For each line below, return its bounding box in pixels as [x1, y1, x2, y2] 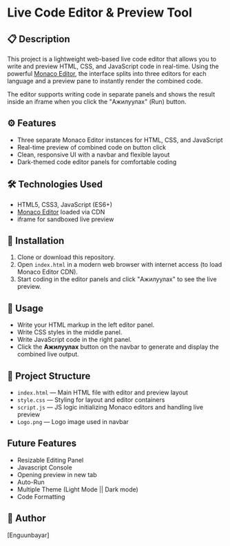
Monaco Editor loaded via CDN [17, 208, 105, 216]
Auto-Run [17, 478, 45, 486]
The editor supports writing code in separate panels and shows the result [7, 90, 216, 98]
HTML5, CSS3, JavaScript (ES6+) [17, 200, 112, 208]
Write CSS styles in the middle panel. [17, 328, 123, 336]
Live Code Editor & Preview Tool [7, 5, 193, 21]
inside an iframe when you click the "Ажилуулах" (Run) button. [7, 98, 187, 105]
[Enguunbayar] [7, 531, 50, 539]
